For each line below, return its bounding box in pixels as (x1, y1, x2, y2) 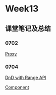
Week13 (5, 3, 39, 14)
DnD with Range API (5, 74, 47, 80)
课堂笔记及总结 (5, 24, 51, 32)
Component (5, 84, 30, 90)
